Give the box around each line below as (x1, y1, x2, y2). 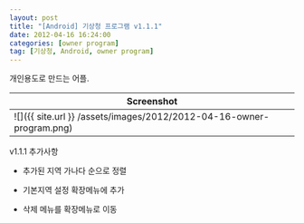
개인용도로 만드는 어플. (9, 73, 90, 84)
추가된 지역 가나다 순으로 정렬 (22, 165, 127, 177)
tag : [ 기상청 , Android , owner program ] (9, 47, 154, 56)
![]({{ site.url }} (14, 111, 75, 123)
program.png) (14, 121, 73, 134)
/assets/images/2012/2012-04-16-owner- (76, 111, 270, 123)
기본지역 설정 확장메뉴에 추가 (22, 185, 125, 196)
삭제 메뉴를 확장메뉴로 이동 (22, 204, 118, 215)
